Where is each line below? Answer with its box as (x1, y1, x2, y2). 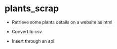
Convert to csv (11, 28, 42, 34)
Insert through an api (11, 38, 55, 44)
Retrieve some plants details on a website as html (11, 19, 113, 25)
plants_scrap (4, 3, 59, 14)
